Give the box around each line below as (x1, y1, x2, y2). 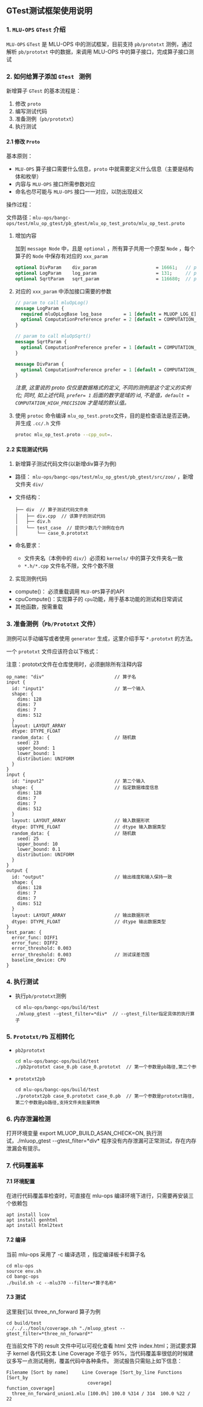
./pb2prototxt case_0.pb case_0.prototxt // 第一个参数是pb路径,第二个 (14, 1064, 192, 1070)
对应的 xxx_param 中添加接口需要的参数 (14, 287, 112, 295)
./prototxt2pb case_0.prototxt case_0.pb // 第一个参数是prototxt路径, (14, 1093, 195, 1100)
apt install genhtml (6, 1217, 59, 1223)
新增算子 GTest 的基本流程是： (6, 87, 82, 94)
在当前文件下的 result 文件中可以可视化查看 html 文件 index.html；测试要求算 (6, 1342, 197, 1349)
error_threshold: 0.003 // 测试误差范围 (11, 952, 150, 958)
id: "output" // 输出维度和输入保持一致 (11, 874, 172, 880)
